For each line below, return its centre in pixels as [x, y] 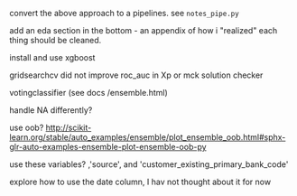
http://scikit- [69, 127]
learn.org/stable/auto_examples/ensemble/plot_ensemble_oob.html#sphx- [148, 137]
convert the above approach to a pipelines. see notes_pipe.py [124, 13]
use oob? [27, 127]
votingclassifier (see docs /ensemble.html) [89, 93]
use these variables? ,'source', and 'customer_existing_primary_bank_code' [149, 164]
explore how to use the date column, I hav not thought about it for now [140, 182]
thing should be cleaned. [56, 40]
